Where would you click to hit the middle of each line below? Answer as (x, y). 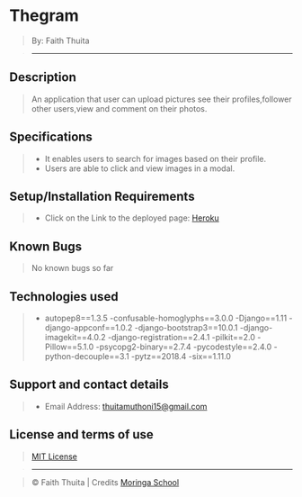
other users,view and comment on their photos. (119, 108)
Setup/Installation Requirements (102, 196)
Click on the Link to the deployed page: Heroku (132, 218)
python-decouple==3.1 (87, 356)
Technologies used (64, 297)
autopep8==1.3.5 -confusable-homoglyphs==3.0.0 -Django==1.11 (166, 318)
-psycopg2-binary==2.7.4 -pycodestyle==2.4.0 (184, 347)
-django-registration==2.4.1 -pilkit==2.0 (182, 337)
